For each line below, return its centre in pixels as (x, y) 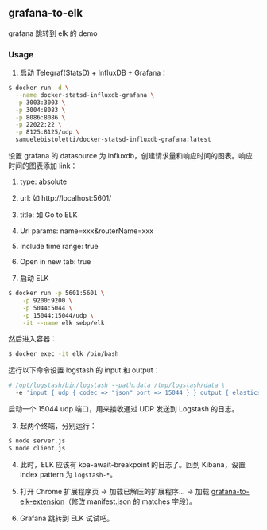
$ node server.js (37, 441)
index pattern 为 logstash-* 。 (68, 474)
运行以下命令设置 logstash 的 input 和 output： (84, 370)
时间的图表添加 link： (43, 166)
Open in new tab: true (55, 262)
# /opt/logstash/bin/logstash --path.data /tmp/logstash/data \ (117, 385)
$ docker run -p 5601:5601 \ (56, 294)
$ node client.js (37, 448)
